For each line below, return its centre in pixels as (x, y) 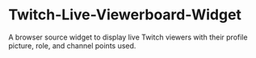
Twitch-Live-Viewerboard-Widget (125, 15)
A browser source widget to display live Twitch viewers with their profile (128, 37)
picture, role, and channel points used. (72, 45)
